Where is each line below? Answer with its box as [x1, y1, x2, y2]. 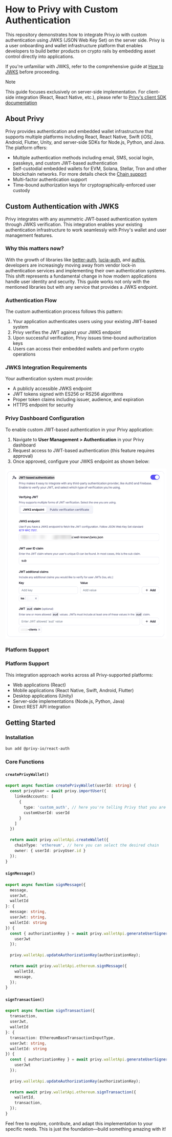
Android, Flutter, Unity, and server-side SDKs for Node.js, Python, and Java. [5, 139, 165, 145]
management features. [5, 232, 53, 238]
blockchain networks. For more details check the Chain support [12, 171, 147, 177]
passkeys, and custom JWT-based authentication [12, 160, 118, 166]
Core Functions [5, 758, 45, 766]
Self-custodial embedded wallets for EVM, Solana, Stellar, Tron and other [12, 165, 167, 172]
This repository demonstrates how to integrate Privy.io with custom [5, 31, 147, 38]
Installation [5, 734, 34, 741]
